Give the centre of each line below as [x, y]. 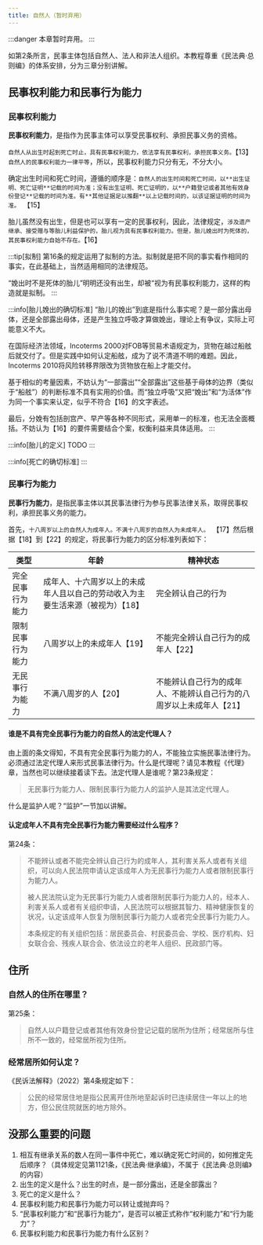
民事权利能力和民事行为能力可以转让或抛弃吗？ [95, 1203]
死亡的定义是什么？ [50, 1194]
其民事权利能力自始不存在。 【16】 [55, 240]
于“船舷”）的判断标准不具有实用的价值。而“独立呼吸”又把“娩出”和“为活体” [126, 392]
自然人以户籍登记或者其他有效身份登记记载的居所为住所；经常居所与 [137, 1030]
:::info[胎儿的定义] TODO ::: [52, 445]
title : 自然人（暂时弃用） [47, 15]
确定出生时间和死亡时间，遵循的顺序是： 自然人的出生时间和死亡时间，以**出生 [126, 178]
